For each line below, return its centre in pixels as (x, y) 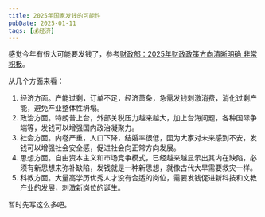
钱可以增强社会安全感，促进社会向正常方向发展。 (100, 148)
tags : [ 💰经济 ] (31, 30)
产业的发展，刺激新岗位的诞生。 (72, 187)
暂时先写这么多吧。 (40, 205)
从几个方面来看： (36, 81)
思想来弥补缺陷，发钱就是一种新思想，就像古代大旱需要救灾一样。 (149, 168)
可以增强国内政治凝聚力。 (97, 128)
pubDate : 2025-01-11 (43, 23)
